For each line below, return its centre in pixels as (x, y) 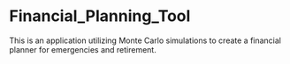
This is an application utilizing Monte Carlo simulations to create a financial (145, 40)
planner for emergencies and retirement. (83, 49)
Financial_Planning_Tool (100, 16)
